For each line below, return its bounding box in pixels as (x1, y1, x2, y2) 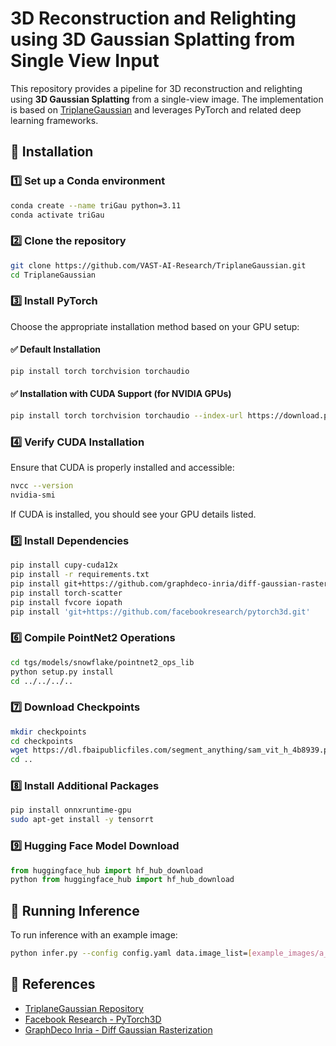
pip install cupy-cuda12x (10, 560, 118, 571)
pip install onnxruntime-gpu (10, 805, 132, 816)
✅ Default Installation (10, 343, 101, 356)
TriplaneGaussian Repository (24, 1002, 144, 1014)
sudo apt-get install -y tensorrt (10, 815, 155, 825)
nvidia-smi (10, 490, 56, 501)
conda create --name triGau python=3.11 (10, 200, 182, 211)
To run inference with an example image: (10, 929, 178, 941)
